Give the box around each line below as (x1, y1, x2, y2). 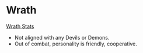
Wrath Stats (6, 23, 34, 30)
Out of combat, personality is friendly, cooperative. (14, 40, 137, 47)
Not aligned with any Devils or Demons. (14, 34, 110, 41)
